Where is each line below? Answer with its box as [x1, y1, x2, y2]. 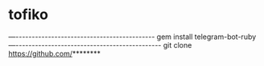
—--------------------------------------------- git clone [8, 40, 192, 49]
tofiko [8, 6, 48, 24]
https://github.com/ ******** [8, 49, 101, 58]
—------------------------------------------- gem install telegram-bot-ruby [8, 32, 257, 41]
